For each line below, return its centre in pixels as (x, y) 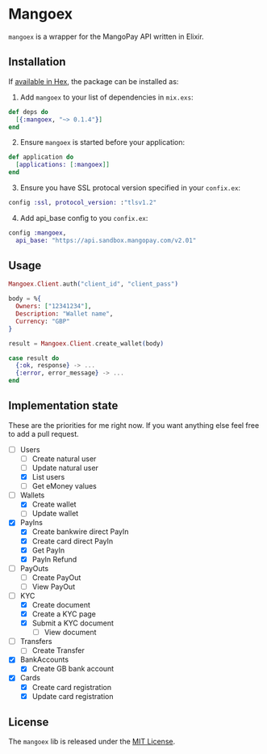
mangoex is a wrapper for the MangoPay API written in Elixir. (106, 36)
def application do (41, 157)
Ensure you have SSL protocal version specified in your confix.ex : (130, 188)
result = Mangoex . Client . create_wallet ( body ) (86, 343)
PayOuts (34, 568)
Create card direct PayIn (73, 541)
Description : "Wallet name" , (65, 314)
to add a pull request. (44, 434)
